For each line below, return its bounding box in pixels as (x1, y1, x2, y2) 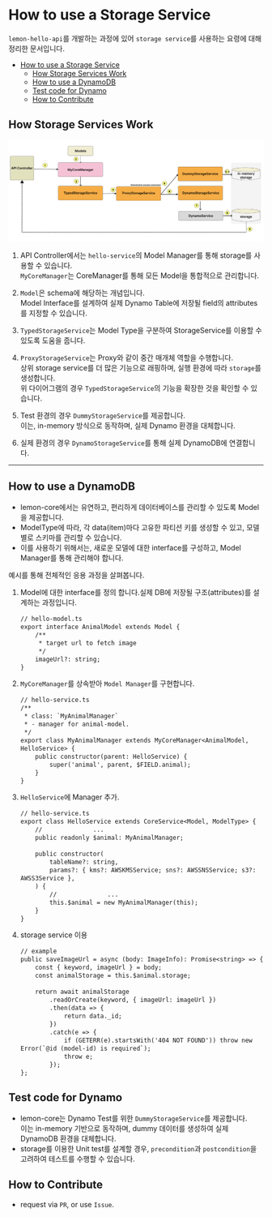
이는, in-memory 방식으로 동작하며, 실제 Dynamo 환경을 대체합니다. (19, 421, 236, 431)
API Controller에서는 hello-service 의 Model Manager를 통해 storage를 (19, 251, 253, 260)
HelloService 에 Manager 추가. (19, 792, 120, 802)
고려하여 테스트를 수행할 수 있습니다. (19, 1154, 135, 1163)
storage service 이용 (19, 930, 87, 940)
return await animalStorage (35, 988, 130, 996)
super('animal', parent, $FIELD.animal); (49, 761, 192, 769)
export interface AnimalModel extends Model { (19, 623, 181, 631)
